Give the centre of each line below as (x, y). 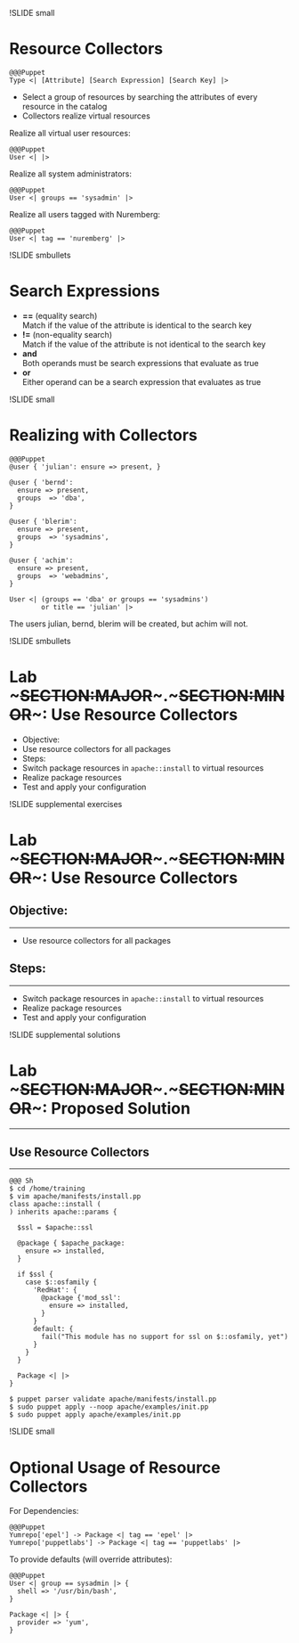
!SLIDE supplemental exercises (66, 804)
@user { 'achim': (41, 560)
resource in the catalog (65, 106)
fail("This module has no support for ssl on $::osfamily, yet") (165, 1337)
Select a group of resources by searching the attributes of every (140, 96)
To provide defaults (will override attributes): (91, 1559)
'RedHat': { (55, 1290)
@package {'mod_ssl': (81, 1298)
